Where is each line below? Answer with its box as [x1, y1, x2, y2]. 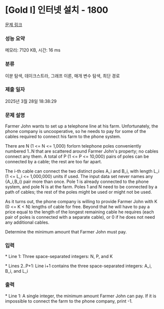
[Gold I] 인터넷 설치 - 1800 [5, 4, 109, 16]
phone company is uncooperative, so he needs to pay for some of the [5, 129, 146, 134]
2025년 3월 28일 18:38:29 [5, 98, 57, 104]
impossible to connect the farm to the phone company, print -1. [5, 298, 133, 304]
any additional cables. [5, 219, 50, 226]
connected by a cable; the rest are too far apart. [5, 159, 102, 165]
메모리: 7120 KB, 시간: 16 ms [5, 47, 60, 53]
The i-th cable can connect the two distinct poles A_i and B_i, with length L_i [5, 168, 160, 174]
